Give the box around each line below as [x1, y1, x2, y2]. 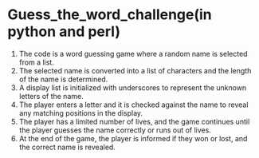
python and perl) [7, 22, 121, 41]
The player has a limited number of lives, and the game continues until [18, 117, 250, 126]
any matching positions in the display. [18, 108, 143, 117]
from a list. [18, 57, 55, 67]
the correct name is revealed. [18, 142, 116, 152]
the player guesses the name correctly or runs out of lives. [18, 125, 212, 135]
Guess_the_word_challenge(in [7, 6, 212, 24]
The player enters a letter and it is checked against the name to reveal [18, 100, 249, 109]
